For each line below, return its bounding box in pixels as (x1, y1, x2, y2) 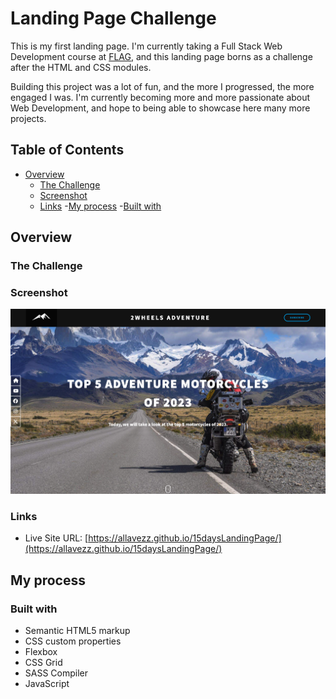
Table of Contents (10, 142, 125, 159)
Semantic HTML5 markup (24, 624, 131, 636)
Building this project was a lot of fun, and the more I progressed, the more (10, 80, 315, 92)
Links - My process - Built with (39, 200, 162, 212)
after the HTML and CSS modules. (10, 61, 152, 73)
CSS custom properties (24, 635, 122, 647)
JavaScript (24, 677, 70, 689)
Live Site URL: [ (24, 532, 89, 544)
